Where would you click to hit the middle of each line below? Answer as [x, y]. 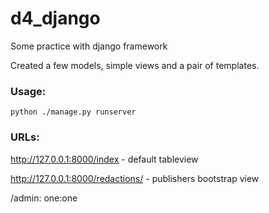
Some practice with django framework [89, 46]
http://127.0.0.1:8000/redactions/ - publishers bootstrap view [135, 178]
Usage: [28, 91]
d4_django [55, 18]
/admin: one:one [44, 198]
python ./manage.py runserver [73, 112]
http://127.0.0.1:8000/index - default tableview [104, 159]
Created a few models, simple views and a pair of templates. [135, 65]
